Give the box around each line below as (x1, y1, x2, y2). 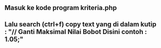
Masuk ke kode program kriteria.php (4, 4, 117, 12)
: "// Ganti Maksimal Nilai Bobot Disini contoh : (4, 27, 147, 36)
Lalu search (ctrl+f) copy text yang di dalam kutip (4, 20, 157, 28)
